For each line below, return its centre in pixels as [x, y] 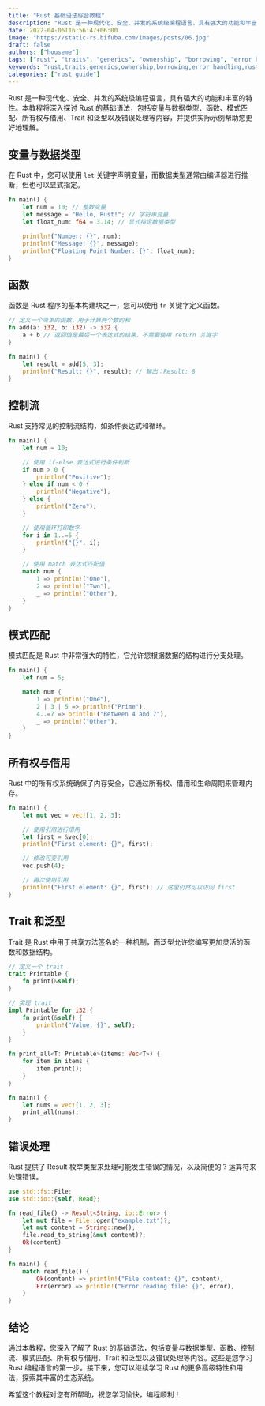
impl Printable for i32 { [50, 1010]
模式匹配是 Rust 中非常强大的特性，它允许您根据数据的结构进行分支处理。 [128, 656]
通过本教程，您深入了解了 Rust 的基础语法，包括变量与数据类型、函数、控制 [131, 1348]
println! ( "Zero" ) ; [67, 506]
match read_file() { [56, 1271]
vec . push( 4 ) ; [44, 866]
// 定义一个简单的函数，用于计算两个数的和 [69, 321]
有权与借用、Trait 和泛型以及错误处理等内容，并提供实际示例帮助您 [137, 117]
